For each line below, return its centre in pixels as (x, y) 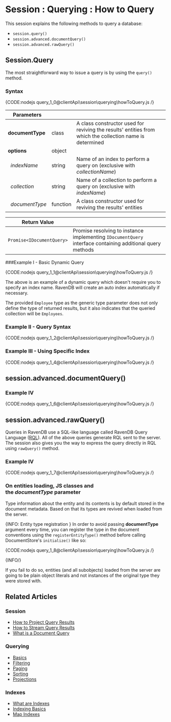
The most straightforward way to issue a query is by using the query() (79, 72)
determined (90, 143)
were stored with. (24, 581)
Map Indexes (26, 714)
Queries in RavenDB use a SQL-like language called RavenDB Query (76, 432)
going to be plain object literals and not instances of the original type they (82, 575)
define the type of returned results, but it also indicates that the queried (80, 308)
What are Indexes (31, 704)
